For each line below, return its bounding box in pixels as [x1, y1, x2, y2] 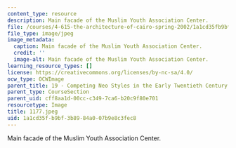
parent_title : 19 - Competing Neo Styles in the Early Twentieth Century [7, 82, 228, 89]
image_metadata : [7, 36, 55, 43]
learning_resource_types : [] [7, 62, 93, 69]
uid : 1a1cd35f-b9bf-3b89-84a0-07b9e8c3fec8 [7, 114, 137, 121]
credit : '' [13, 50, 46, 57]
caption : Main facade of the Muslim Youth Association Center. [13, 43, 202, 50]
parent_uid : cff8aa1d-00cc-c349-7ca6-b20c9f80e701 [7, 95, 159, 102]
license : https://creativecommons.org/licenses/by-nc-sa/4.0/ [7, 69, 193, 76]
